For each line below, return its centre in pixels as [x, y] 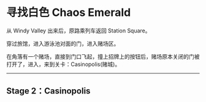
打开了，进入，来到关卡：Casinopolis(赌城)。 [63, 64]
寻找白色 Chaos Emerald [69, 13]
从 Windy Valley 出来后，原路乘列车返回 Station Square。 [79, 31]
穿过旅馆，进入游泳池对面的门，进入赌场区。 [63, 43]
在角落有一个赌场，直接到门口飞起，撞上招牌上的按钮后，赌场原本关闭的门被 [103, 56]
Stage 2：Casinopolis [48, 91]
